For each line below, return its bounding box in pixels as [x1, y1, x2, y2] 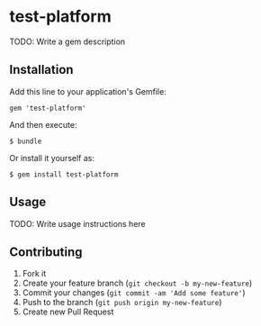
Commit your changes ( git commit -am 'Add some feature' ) [22, 287, 246, 298]
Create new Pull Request [22, 306, 114, 317]
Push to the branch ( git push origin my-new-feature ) [22, 297, 222, 308]
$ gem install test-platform [9, 169, 119, 179]
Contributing [9, 244, 83, 259]
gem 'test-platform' [9, 104, 87, 113]
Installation [9, 62, 74, 77]
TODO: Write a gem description [9, 36, 126, 47]
